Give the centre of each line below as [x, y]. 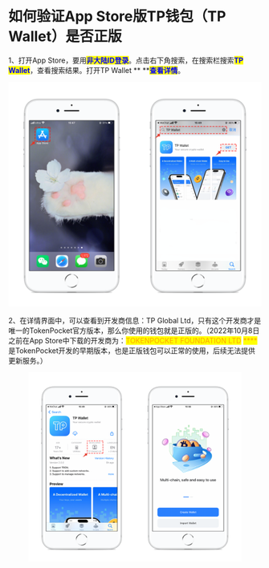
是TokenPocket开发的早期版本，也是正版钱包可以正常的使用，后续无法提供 [132, 351]
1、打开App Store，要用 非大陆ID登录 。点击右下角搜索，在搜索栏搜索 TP [126, 60]
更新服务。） [28, 360]
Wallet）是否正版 [65, 37]
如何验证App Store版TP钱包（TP [117, 16]
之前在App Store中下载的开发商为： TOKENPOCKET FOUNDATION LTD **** [133, 340]
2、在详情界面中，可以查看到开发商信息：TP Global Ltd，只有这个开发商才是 [135, 320]
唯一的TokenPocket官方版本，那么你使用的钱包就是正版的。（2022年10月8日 [134, 331]
